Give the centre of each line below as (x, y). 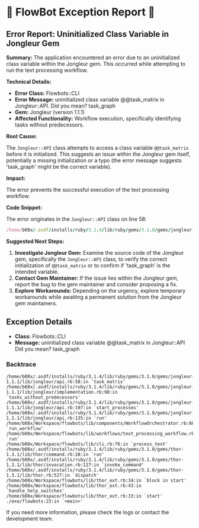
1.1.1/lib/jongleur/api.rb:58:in (47, 382)
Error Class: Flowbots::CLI (47, 93)
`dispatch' (86, 475)
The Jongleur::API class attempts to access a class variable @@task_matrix (97, 148)
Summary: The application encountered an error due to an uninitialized (93, 58)
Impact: (16, 178)
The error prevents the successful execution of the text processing (88, 190)
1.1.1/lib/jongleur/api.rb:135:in (49, 418)
